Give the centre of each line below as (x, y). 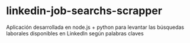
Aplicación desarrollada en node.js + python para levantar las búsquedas (95, 27)
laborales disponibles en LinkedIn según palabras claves (75, 33)
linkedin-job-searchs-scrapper (84, 11)
